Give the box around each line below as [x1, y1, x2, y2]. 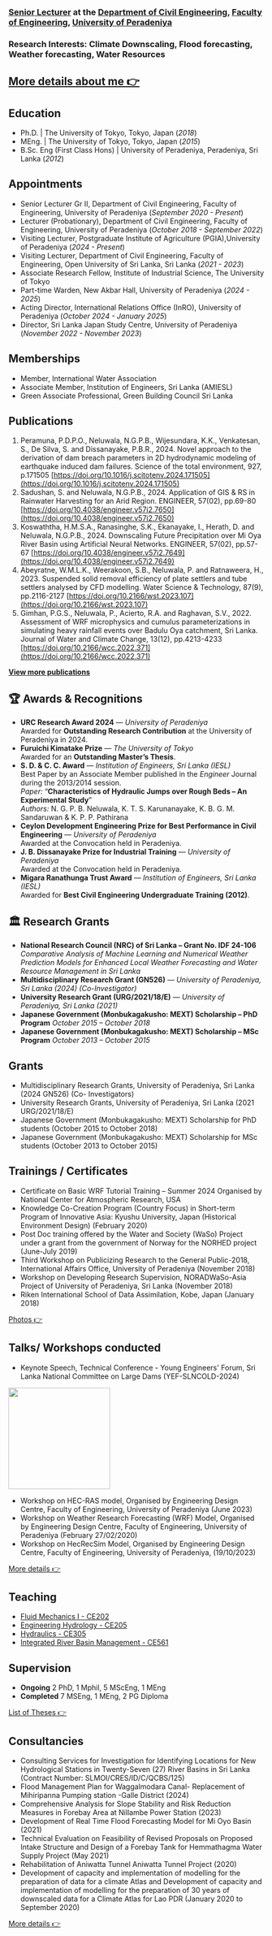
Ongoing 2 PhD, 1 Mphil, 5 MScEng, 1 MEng [19, 1683, 166, 1692]
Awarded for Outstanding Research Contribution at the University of [19, 726, 253, 736]
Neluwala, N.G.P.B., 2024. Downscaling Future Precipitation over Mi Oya [19, 531, 262, 540]
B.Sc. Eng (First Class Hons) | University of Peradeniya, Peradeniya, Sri [19, 145, 258, 155]
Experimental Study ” [19, 795, 92, 805]
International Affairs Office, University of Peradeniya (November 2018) [19, 1263, 256, 1273]
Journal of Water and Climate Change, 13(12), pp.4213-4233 [19, 635, 222, 644]
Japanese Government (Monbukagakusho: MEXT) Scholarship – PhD [19, 1010, 258, 1020]
